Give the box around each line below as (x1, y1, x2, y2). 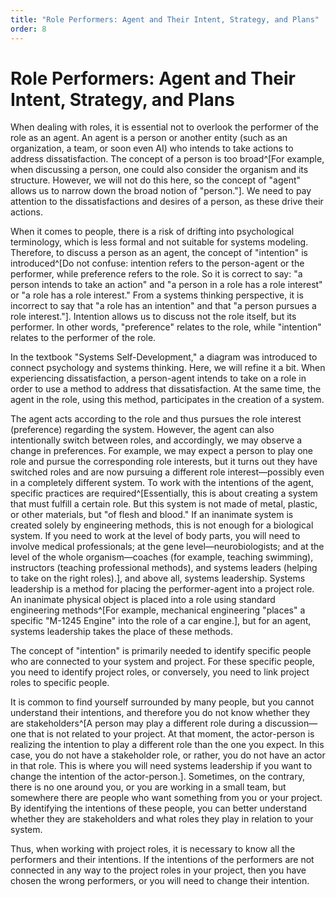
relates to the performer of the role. (10, 332, 157, 344)
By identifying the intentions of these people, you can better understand (10, 802, 308, 815)
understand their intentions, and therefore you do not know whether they (10, 707, 311, 719)
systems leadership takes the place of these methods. (10, 626, 233, 638)
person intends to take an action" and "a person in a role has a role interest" (10, 279, 323, 291)
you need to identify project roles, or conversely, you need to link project (10, 666, 310, 678)
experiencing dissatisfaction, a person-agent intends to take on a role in (10, 372, 307, 385)
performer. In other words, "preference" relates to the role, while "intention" (10, 321, 322, 333)
